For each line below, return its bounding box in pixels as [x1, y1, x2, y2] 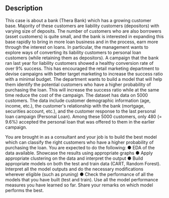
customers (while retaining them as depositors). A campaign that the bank [5, 55, 159, 61]
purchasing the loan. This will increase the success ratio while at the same [5, 86, 159, 92]
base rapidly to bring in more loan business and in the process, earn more [5, 39, 158, 45]
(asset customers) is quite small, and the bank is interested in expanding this [5, 33, 164, 39]
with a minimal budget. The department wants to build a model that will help [5, 76, 162, 82]
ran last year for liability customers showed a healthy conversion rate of [5, 60, 154, 66]
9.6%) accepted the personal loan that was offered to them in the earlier [5, 119, 155, 125]
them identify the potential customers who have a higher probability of [5, 81, 151, 87]
